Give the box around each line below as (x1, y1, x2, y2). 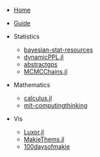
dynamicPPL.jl (23, 53, 64, 61)
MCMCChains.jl (23, 68, 68, 75)
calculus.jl (23, 94, 52, 102)
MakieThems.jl (23, 135, 65, 143)
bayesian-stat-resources (23, 46, 93, 53)
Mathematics (13, 81, 50, 88)
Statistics (13, 32, 40, 40)
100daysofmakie (23, 143, 70, 150)
